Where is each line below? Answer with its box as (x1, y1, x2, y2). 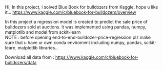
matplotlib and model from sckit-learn (5, 29, 81, 35)
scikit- (143, 40, 157, 46)
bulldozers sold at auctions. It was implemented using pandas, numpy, (5, 24, 146, 30)
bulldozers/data (5, 60, 37, 65)
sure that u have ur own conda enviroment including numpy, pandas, (5, 40, 143, 46)
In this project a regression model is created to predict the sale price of (5, 19, 148, 24)
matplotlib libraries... (18, 45, 59, 50)
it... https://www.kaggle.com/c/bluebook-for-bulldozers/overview (5, 9, 137, 15)
